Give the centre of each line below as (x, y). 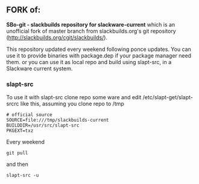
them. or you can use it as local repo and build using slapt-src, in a (89, 62)
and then (17, 164)
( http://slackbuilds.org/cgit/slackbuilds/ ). (57, 37)
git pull (17, 153)
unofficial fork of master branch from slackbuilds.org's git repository (91, 31)
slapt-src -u (23, 176)
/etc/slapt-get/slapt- (168, 97)
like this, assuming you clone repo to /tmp (72, 104)
